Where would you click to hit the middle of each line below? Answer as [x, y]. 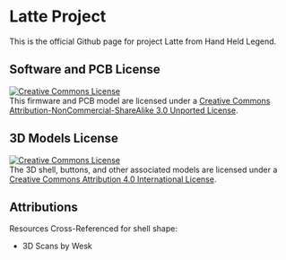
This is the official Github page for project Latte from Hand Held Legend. [143, 41]
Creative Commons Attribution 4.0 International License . [113, 179]
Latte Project [58, 17]
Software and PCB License [85, 69]
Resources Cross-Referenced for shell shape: [93, 229]
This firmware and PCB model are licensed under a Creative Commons [140, 100]
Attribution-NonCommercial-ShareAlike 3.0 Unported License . [124, 110]
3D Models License [64, 139]
